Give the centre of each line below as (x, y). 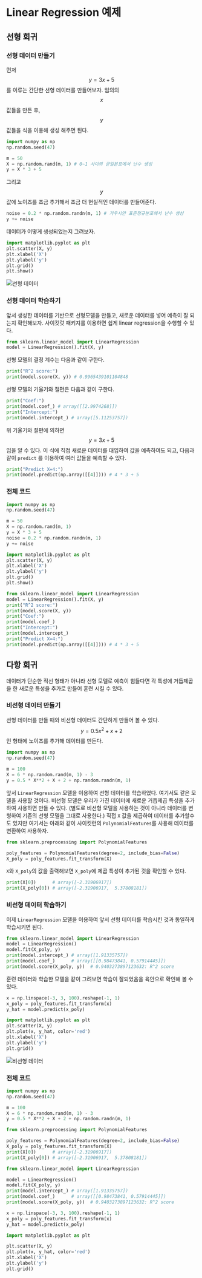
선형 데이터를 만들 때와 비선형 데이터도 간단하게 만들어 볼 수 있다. (83, 720)
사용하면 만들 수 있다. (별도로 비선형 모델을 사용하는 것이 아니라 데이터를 (102, 808)
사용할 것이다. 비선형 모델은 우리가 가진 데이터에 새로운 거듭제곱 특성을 (100, 800)
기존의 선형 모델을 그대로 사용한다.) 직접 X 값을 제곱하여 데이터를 (98, 815)
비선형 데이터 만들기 (34, 706)
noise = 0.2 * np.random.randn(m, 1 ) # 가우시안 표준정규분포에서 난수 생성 (95, 214)
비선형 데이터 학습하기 (36, 905)
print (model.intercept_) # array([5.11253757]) (67, 418)
